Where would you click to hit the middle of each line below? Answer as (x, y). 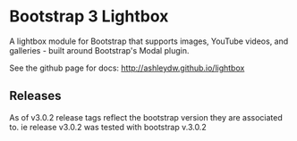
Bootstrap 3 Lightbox (89, 17)
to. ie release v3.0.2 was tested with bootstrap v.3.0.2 (108, 127)
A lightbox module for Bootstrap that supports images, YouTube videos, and (149, 41)
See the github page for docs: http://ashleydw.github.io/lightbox (127, 68)
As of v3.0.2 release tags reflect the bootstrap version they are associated (146, 117)
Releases (35, 96)
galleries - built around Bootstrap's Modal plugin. (99, 50)
